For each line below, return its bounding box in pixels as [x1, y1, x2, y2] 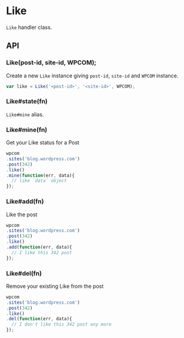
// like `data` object [11, 178, 67, 184]
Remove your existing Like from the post [6, 282, 104, 290]
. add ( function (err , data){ [6, 244, 72, 251]
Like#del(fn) [6, 269, 42, 277]
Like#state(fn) [6, 97, 48, 106]
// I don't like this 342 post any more [11, 321, 112, 327]
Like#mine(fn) [6, 125, 48, 134]
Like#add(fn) [6, 197, 44, 206]
